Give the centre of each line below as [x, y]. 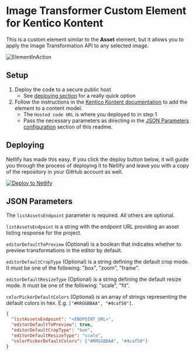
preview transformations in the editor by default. [64, 250]
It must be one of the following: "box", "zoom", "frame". [73, 268]
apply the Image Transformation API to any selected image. [78, 46]
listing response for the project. [44, 233]
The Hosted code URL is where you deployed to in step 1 [90, 114]
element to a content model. [49, 108]
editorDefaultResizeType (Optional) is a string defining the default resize [94, 280]
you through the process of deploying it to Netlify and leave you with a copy [97, 166]
